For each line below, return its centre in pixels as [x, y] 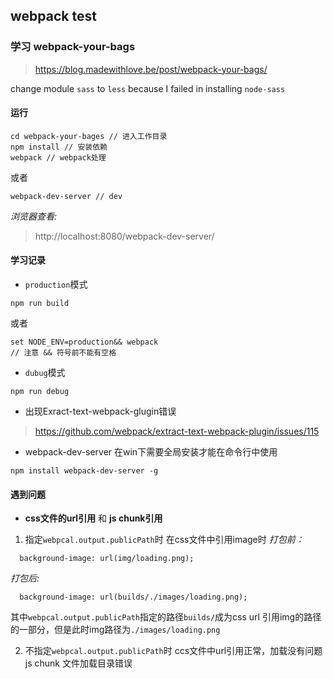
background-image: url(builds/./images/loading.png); [133, 597]
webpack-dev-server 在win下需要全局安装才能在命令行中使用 [151, 452]
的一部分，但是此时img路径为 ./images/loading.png [115, 630]
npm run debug [40, 392]
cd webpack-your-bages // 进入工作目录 [89, 136]
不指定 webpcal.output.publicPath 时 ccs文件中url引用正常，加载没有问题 [173, 651]
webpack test [53, 16]
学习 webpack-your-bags [73, 47]
